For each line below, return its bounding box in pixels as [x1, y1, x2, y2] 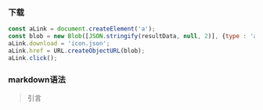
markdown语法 [8, 74, 67, 85]
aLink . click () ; [8, 54, 58, 62]
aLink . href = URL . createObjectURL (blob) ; [8, 47, 146, 55]
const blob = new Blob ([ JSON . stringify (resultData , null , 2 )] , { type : [8, 33, 247, 41]
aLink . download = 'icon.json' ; [8, 40, 110, 48]
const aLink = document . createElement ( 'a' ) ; [8, 25, 156, 33]
